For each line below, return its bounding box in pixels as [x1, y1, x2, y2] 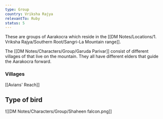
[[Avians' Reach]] [5, 82, 40, 88]
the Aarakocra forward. [5, 59, 52, 64]
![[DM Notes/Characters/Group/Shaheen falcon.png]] [5, 108, 112, 114]
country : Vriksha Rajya [5, 12, 54, 16]
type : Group [5, 7, 29, 12]
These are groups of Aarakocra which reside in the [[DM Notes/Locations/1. [5, 34, 157, 40]
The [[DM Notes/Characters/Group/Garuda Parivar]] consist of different [5, 48, 149, 54]
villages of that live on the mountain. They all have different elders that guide [5, 54, 159, 59]
